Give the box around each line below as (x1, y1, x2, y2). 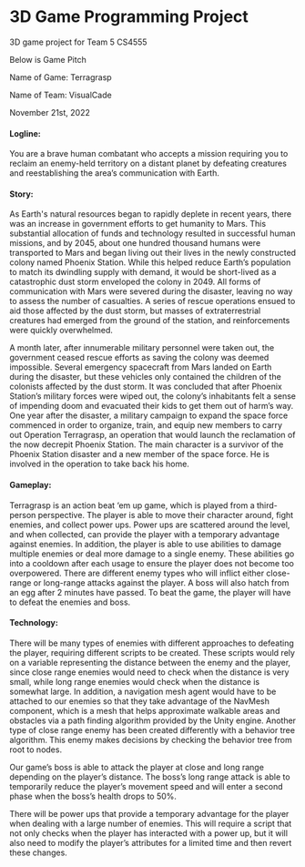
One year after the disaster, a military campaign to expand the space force (9, 410, 289, 421)
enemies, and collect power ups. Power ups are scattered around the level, (9, 519, 290, 530)
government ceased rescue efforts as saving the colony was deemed (9, 352, 269, 363)
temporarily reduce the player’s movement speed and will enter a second (9, 780, 284, 791)
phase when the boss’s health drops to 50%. (9, 790, 178, 801)
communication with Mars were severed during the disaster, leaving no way (9, 286, 293, 297)
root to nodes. (9, 744, 62, 755)
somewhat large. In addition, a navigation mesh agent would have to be (9, 686, 277, 697)
